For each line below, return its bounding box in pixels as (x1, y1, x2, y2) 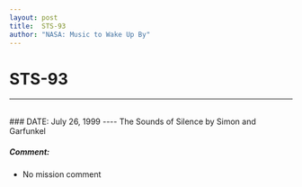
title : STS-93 (9, 22, 67, 31)
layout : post (9, 13, 58, 22)
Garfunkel (9, 126, 47, 137)
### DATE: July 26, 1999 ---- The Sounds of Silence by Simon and (9, 116, 256, 127)
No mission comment (22, 169, 102, 180)
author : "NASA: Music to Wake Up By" (9, 30, 151, 39)
